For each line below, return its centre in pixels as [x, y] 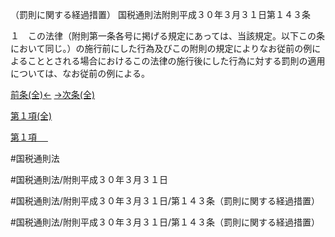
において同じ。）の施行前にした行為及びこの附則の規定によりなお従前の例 [161, 48]
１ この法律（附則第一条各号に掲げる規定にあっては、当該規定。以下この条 [168, 36]
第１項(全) [31, 116]
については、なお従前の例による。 [80, 73]
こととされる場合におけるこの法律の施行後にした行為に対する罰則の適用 [176, 61]
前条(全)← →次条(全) [53, 94]
